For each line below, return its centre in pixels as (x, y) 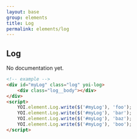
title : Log (20, 23)
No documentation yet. (35, 68)
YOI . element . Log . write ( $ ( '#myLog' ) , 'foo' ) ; (75, 107)
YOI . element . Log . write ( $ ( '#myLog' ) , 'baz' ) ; (75, 119)
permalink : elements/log (38, 29)
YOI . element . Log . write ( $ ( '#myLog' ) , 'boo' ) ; (75, 124)
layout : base (23, 12)
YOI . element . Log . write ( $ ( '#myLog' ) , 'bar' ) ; (75, 113)
